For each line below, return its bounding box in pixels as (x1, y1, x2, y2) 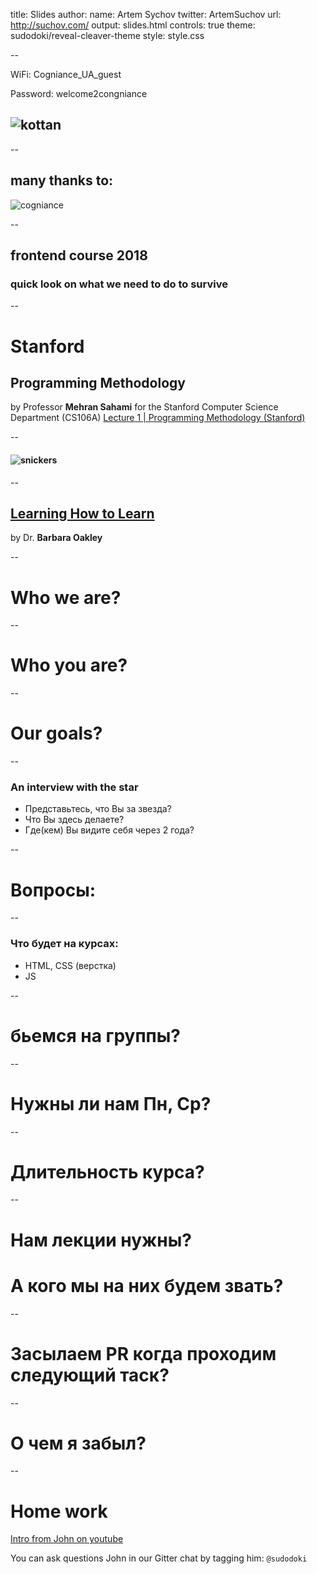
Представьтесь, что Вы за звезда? (24, 803, 172, 815)
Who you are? (10, 654, 128, 677)
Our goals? (10, 722, 103, 745)
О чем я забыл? (10, 1432, 147, 1454)
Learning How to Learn (10, 505, 155, 522)
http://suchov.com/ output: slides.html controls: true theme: (10, 19, 256, 31)
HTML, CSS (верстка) (24, 959, 117, 971)
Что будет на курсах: (10, 937, 119, 951)
